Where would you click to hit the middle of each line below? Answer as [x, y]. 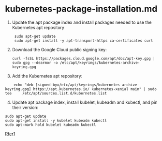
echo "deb [24, 85]
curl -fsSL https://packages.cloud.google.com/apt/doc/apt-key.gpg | [84, 58]
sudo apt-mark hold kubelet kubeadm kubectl [51, 125]
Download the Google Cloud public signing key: [59, 49]
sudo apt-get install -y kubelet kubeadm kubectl [56, 120]
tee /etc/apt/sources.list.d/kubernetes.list [56, 93]
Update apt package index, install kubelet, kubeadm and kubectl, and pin [85, 102]
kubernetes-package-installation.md [81, 9]
